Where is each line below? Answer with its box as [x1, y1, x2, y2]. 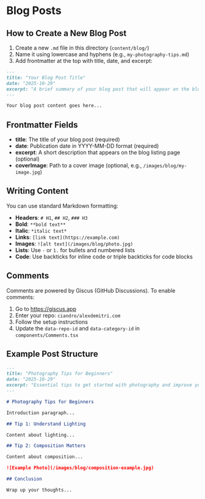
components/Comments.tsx [15, 332, 79, 338]
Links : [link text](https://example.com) [15, 233, 120, 241]
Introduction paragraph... [6, 410, 75, 416]
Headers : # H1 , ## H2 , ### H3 [15, 214, 88, 221]
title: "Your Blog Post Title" [6, 75, 86, 81]
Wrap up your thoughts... [6, 487, 72, 493]
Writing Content [6, 186, 69, 196]
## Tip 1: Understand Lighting [6, 421, 86, 427]
